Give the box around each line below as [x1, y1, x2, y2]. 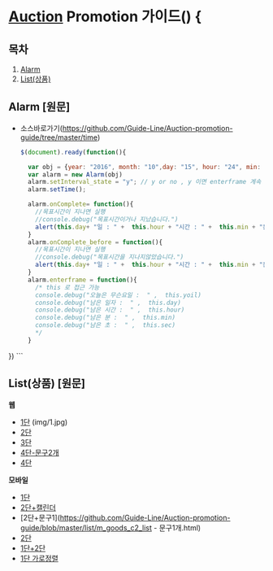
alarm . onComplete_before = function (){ [28, 238, 163, 246]
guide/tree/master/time [19, 132, 98, 142]
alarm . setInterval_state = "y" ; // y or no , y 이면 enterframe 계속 [28, 178, 262, 186]
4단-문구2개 [19, 447, 59, 457]
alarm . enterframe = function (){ [28, 276, 137, 284]
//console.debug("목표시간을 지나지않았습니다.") [35, 253, 184, 261]
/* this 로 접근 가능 [35, 283, 100, 291]
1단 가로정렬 [19, 553, 58, 563]
